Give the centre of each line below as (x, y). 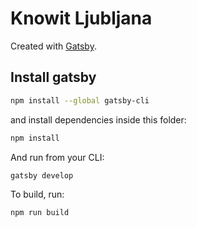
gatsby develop (42, 175)
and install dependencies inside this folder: (98, 119)
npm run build (40, 213)
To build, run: (37, 194)
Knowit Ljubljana (81, 18)
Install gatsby (53, 77)
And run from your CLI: (57, 157)
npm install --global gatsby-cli (80, 100)
